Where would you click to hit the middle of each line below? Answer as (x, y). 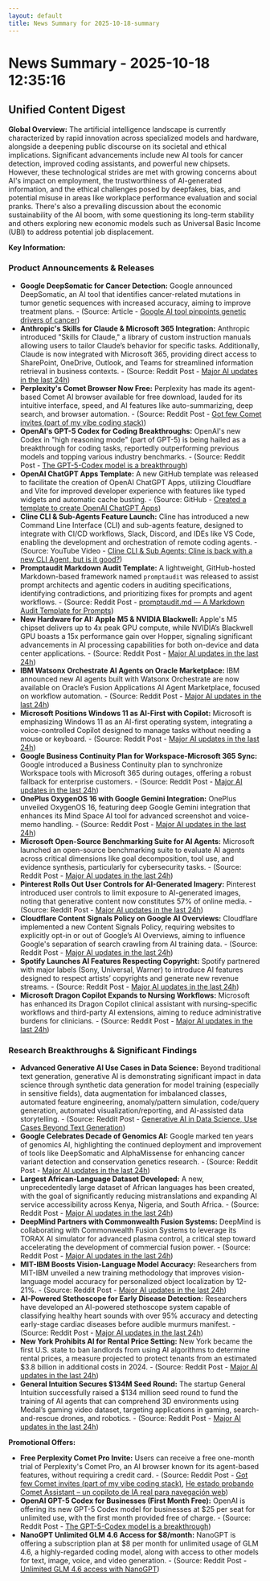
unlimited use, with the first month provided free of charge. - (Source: (135, 1518)
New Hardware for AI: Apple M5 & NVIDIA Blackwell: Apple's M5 (129, 619)
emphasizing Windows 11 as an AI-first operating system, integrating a (136, 722)
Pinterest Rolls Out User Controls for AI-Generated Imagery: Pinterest (138, 884)
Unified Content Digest (67, 110)
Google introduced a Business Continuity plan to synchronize (121, 764)
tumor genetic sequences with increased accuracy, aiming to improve (135, 303)
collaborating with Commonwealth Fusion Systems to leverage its (128, 1230)
